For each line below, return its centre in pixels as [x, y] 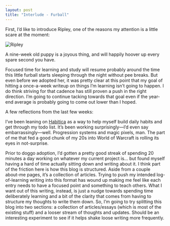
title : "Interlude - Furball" [37, 15]
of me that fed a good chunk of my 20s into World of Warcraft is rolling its [82, 138]
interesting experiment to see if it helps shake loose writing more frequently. [85, 218]
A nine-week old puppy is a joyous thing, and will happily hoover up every [82, 54]
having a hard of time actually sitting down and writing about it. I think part [83, 164]
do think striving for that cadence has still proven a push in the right [76, 91]
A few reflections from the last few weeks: [49, 112]
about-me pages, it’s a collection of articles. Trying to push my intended [80, 174]
